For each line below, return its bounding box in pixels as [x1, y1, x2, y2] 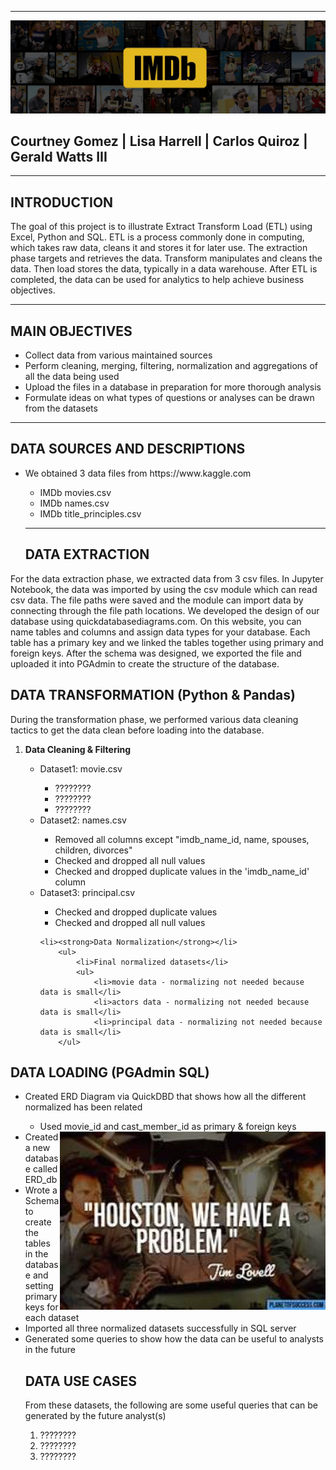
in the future [24, 1344, 76, 1356]
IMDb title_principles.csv [39, 507, 142, 520]
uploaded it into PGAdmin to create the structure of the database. [10, 657, 280, 670]
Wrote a [24, 1184, 58, 1196]
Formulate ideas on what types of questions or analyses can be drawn [24, 392, 315, 404]
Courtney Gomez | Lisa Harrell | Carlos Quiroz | [10, 133, 308, 150]
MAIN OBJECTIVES [10, 322, 133, 340]
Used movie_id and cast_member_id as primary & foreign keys [39, 1121, 297, 1133]
